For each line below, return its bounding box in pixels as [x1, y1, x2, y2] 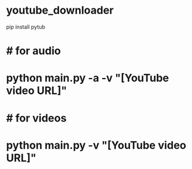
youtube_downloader [6, 4, 114, 17]
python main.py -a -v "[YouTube [6, 71, 169, 85]
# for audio [6, 44, 61, 58]
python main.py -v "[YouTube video [6, 138, 187, 152]
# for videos [6, 111, 67, 125]
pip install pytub [6, 23, 46, 30]
